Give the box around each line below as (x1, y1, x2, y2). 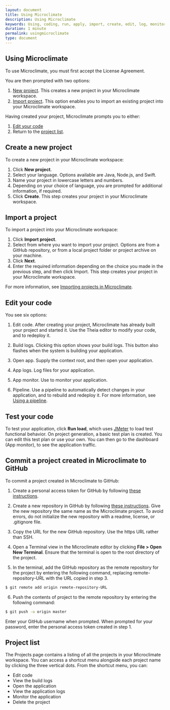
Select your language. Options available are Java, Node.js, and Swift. (12, 171, 157, 177)
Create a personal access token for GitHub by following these (12, 487, 141, 494)
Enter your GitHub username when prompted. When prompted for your (5, 618, 153, 625)
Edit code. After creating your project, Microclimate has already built (12, 322, 155, 328)
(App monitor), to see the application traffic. (5, 441, 97, 448)
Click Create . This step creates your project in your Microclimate (12, 193, 148, 199)
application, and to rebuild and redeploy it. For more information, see (12, 392, 156, 398)
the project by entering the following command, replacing (12, 569, 133, 575)
